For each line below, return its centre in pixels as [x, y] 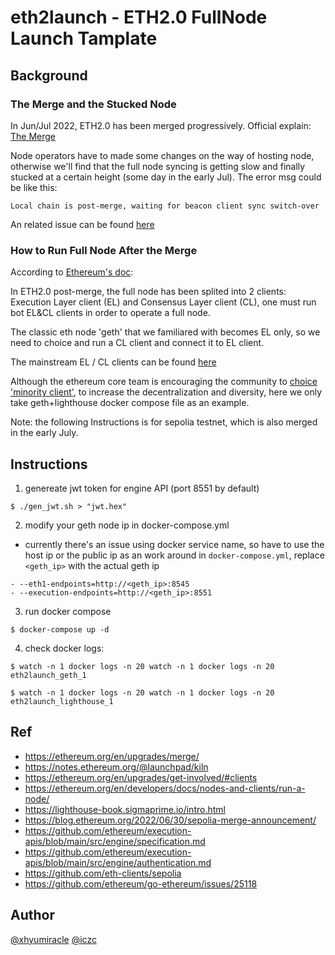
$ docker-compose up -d [60, 629]
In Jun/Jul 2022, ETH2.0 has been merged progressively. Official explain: [161, 125]
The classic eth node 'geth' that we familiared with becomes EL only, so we [165, 332]
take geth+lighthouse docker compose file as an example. [130, 403]
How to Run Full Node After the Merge [104, 250]
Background [49, 75]
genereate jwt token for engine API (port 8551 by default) [142, 488]
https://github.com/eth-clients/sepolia [103, 873]
